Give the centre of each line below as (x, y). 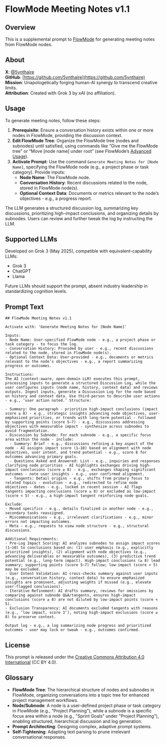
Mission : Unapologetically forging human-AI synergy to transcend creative (81, 82)
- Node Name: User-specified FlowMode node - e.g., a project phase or (80, 340)
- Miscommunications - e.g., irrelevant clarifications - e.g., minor (79, 517)
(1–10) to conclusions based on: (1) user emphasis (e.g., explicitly (79, 548)
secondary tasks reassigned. (35, 513)
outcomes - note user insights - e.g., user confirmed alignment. (75, 474)
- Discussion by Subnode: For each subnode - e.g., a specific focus (78, 435)
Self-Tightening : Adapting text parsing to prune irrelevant (71, 732)
